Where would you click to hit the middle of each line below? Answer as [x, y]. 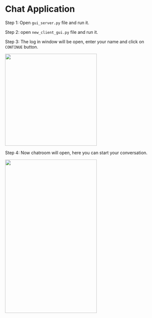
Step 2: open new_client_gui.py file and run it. [52, 32]
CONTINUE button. [22, 47]
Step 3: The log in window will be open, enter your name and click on [75, 41]
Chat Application [40, 9]
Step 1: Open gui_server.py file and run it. [47, 23]
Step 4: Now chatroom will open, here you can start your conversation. [76, 153]
